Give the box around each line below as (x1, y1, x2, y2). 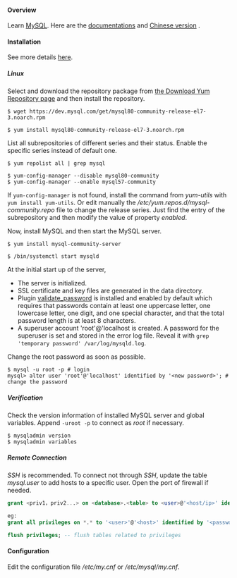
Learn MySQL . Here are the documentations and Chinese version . (7, 21, 200, 30)
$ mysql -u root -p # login (7, 367, 90, 374)
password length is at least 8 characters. (17, 316, 136, 325)
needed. (7, 486, 32, 495)
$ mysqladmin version (7, 432, 71, 440)
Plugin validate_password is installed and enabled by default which (17, 294, 213, 302)
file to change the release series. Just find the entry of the (56, 206, 226, 214)
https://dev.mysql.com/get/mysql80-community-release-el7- (29, 108, 207, 116)
